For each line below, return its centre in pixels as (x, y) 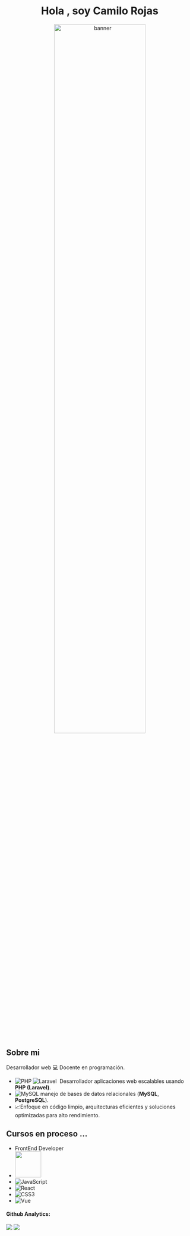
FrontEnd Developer (39, 1148)
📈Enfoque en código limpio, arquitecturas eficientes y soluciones (95, 1107)
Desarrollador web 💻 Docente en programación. (66, 1067)
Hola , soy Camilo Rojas (100, 11)
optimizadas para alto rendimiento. (57, 1115)
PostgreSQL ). (31, 1100)
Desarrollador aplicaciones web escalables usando (121, 1081)
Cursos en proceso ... (47, 1134)
